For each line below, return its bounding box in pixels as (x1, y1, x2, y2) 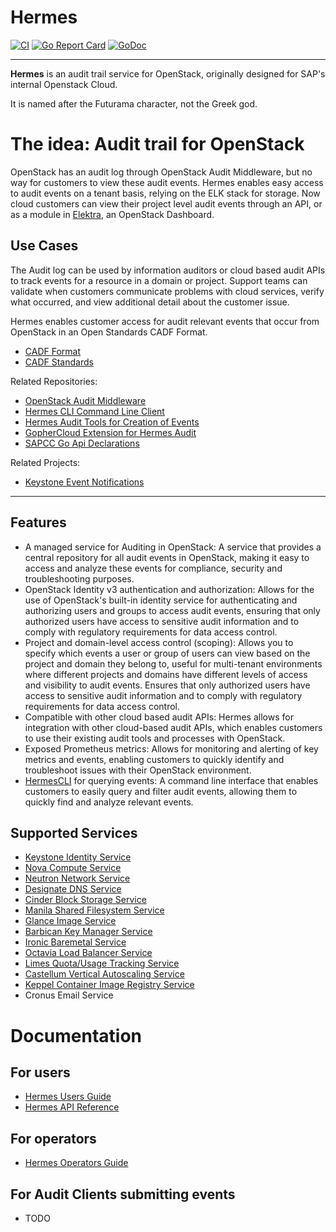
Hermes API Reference (24, 1101, 120, 1113)
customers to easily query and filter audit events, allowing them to (24, 785, 298, 797)
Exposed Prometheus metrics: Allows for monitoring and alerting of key (24, 742, 319, 755)
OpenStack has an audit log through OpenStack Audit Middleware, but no (10, 166, 313, 178)
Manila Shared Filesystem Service (24, 904, 165, 916)
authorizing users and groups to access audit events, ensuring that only (24, 604, 321, 616)
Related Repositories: (10, 375, 98, 387)
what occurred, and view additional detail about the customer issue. (10, 296, 290, 308)
